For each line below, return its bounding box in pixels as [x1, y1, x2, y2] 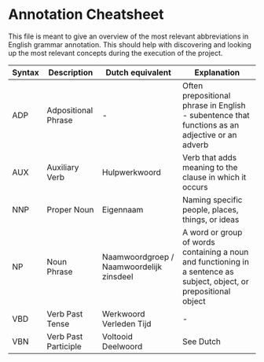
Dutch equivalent [105, 67, 171, 78]
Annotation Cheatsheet [8, 6, 164, 24]
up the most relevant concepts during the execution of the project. [8, 48, 223, 57]
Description [48, 67, 93, 78]
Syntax [12, 67, 39, 78]
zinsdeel [101, 271, 134, 282]
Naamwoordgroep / [101, 251, 174, 262]
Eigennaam [101, 204, 144, 215]
